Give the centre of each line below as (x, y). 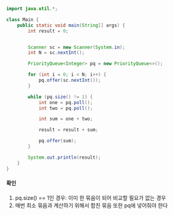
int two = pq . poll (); (66, 108)
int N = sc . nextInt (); (56, 53)
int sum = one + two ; (66, 119)
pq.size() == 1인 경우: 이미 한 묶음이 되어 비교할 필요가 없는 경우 (90, 197)
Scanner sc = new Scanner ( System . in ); (77, 47)
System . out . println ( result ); (64, 157)
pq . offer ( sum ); (58, 141)
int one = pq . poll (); (66, 102)
